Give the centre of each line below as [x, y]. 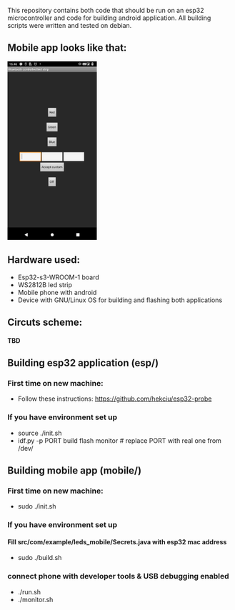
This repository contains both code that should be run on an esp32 [106, 10]
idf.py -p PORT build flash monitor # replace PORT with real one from [119, 440]
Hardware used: [44, 260]
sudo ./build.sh [40, 558]
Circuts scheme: [45, 322]
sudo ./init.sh [37, 506]
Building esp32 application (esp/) [83, 363]
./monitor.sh [35, 599]
